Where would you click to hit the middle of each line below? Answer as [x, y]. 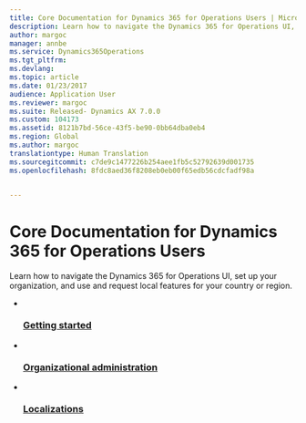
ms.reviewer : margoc [49, 103]
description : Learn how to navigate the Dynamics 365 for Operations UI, [153, 26]
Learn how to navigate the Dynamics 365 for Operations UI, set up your [143, 276]
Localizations [53, 408]
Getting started [57, 325]
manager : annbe [38, 43]
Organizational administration [90, 367]
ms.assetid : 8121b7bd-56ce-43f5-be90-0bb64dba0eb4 [107, 129]
